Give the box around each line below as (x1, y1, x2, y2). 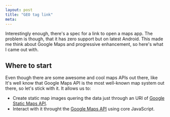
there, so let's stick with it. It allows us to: (5, 85, 91, 91)
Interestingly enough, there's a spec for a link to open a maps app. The (5, 31, 153, 37)
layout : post (5, 7, 33, 13)
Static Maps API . (12, 100, 48, 106)
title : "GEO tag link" (5, 12, 53, 17)
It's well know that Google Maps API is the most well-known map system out (5, 80, 164, 86)
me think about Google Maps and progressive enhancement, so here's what (5, 41, 163, 47)
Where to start (5, 61, 52, 70)
